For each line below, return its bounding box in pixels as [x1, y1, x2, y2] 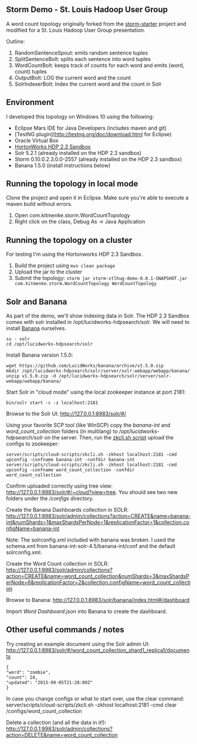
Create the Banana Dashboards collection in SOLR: [6, 506, 129, 513]
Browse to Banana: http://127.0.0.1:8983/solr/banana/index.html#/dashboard [6, 597, 190, 604]
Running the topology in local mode [6, 179, 138, 189]
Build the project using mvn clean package [14, 262, 116, 269]
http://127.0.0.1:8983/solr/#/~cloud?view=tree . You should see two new [6, 489, 178, 496]
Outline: [6, 38, 25, 45]
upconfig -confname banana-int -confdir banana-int [6, 457, 135, 463]
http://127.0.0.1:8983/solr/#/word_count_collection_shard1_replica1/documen [6, 647, 190, 654]
